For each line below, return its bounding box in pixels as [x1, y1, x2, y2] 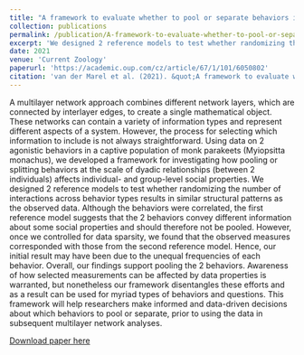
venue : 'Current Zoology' [9, 55, 107, 64]
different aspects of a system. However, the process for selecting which [9, 126, 278, 136]
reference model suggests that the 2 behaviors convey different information [9, 211, 292, 222]
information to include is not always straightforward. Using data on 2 [9, 135, 265, 145]
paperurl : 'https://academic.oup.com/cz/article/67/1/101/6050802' [9, 64, 270, 73]
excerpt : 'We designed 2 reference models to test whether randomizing [9, 38, 285, 48]
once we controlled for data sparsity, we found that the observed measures [9, 231, 291, 242]
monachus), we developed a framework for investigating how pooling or [9, 154, 278, 165]
